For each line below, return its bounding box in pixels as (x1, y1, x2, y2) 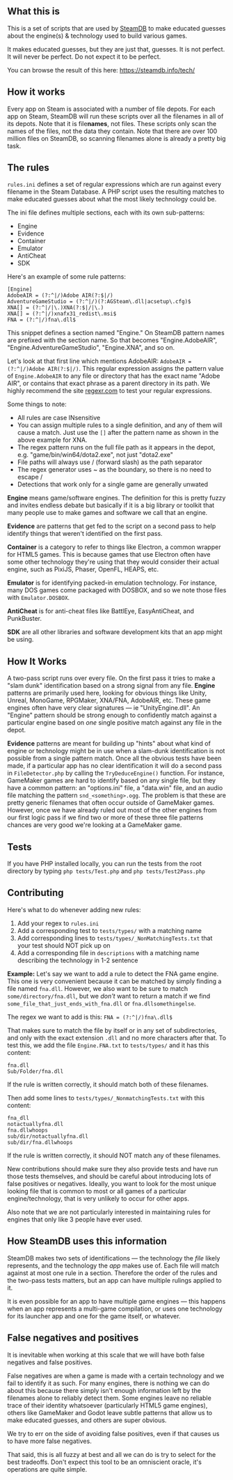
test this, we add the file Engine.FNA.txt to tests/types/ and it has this (7, 1041, 209, 1049)
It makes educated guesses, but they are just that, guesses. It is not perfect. (7, 45, 225, 53)
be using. (7, 635, 34, 644)
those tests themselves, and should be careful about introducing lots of (7, 1172, 211, 1180)
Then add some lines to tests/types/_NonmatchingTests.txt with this (7, 1093, 205, 1102)
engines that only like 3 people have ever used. (7, 1215, 143, 1224)
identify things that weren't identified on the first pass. (7, 530, 163, 538)
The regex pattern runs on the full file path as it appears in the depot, (17, 443, 216, 452)
